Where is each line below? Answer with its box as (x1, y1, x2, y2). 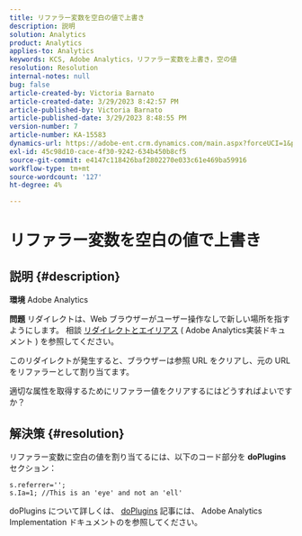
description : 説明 (9, 22, 75, 31)
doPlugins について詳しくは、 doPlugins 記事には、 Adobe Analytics (9, 505, 262, 516)
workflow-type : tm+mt (9, 164, 91, 173)
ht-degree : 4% (9, 181, 63, 190)
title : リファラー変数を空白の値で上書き (9, 13, 146, 23)
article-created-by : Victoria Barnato (9, 88, 155, 97)
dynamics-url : (9, 139, 63, 148)
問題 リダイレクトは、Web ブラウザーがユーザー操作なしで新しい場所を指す (9, 313, 290, 324)
